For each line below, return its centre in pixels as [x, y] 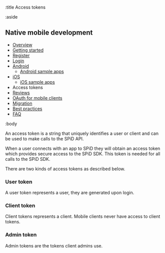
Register [21, 55]
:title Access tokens [25, 7]
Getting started [28, 50]
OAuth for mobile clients [37, 98]
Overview [22, 45]
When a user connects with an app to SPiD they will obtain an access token [83, 148]
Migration [22, 103]
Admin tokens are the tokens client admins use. [54, 245]
